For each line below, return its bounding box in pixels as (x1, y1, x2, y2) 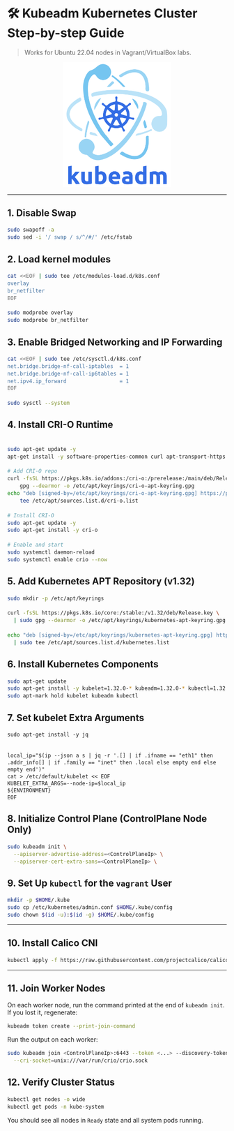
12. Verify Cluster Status (7, 1077, 115, 1088)
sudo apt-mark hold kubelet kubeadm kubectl (7, 693, 139, 700)
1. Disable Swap (7, 207, 77, 219)
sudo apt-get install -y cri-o (7, 526, 98, 534)
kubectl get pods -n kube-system (7, 1103, 104, 1110)
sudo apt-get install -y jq (7, 731, 89, 738)
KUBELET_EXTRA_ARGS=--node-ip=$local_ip (7, 780, 127, 787)
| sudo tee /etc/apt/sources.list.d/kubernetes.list (13, 639, 170, 646)
